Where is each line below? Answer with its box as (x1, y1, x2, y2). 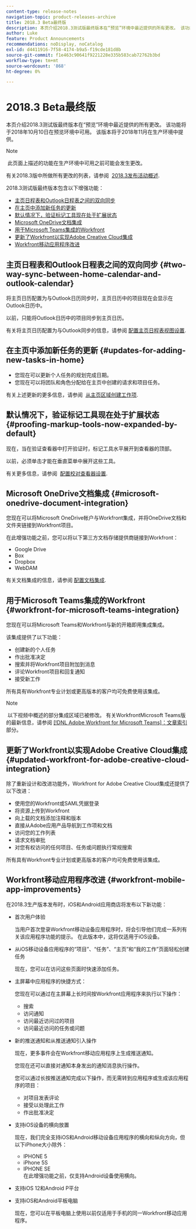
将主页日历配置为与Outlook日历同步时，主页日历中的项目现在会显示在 (6, 295, 173, 302)
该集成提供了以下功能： (6, 634, 62, 641)
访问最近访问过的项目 (23, 1017, 75, 1024)
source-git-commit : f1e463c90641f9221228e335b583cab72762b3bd (6, 52, 160, 58)
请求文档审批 (14, 837, 45, 844)
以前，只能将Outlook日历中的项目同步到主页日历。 (6, 315, 127, 321)
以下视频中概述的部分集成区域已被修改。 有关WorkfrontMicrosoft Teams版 (7, 712, 186, 719)
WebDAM (14, 565, 38, 572)
